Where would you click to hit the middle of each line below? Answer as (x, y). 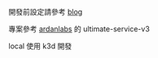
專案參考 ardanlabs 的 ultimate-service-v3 (79, 29)
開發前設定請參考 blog (46, 12)
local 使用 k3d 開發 (40, 46)
